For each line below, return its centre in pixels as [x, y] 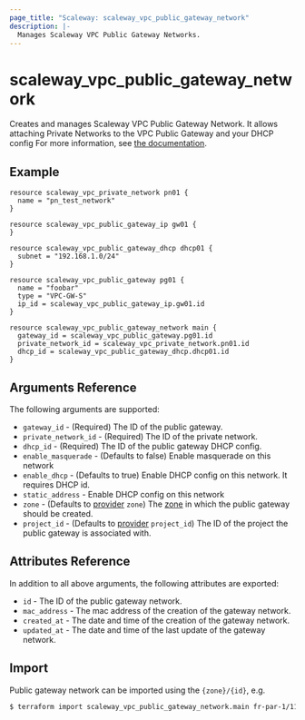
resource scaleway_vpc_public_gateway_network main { [113, 328]
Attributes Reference [70, 562]
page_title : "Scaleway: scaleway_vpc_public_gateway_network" [129, 18]
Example [34, 172]
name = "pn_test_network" [67, 201]
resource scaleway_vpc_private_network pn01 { [99, 193]
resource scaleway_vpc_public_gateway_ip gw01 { [103, 225]
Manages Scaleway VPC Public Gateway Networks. [109, 35]
